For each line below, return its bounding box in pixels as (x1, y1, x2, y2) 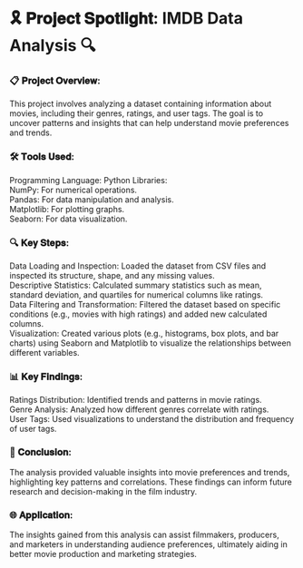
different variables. (9, 348, 80, 358)
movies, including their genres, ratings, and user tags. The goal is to (9, 108, 264, 119)
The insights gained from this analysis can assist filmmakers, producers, (9, 529, 279, 540)
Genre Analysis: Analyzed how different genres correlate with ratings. (9, 404, 269, 415)
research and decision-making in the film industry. (9, 485, 198, 496)
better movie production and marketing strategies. (9, 548, 198, 559)
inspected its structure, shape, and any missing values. (9, 270, 215, 281)
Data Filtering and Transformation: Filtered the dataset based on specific (9, 299, 281, 310)
